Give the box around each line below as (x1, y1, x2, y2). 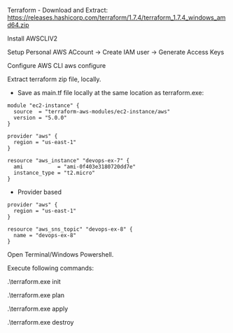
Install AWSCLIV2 (7, 34, 58, 43)
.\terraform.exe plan (7, 291, 65, 299)
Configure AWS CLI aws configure (7, 62, 106, 69)
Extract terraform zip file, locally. (7, 75, 101, 83)
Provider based (17, 188, 62, 196)
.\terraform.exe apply (7, 304, 69, 313)
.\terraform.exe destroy (7, 318, 74, 326)
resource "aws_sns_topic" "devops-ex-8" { (7, 226, 133, 233)
